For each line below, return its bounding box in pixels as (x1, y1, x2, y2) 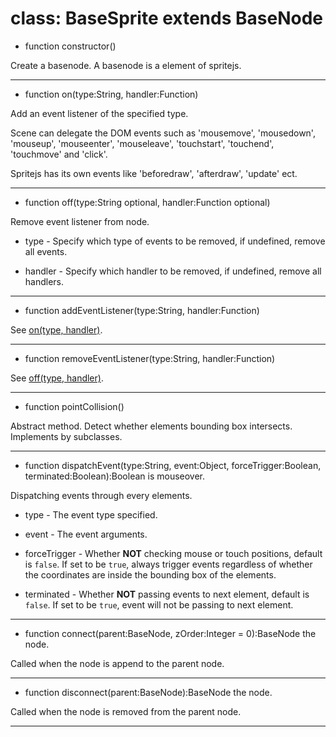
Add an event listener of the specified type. (10, 107, 189, 119)
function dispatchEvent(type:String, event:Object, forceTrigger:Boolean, (24, 459, 322, 471)
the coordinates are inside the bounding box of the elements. (24, 568, 277, 581)
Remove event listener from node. (10, 215, 150, 227)
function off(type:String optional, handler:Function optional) (24, 196, 271, 208)
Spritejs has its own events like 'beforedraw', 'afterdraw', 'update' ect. (10, 167, 298, 179)
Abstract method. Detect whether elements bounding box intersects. (10, 420, 293, 432)
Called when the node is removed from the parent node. (10, 705, 242, 717)
